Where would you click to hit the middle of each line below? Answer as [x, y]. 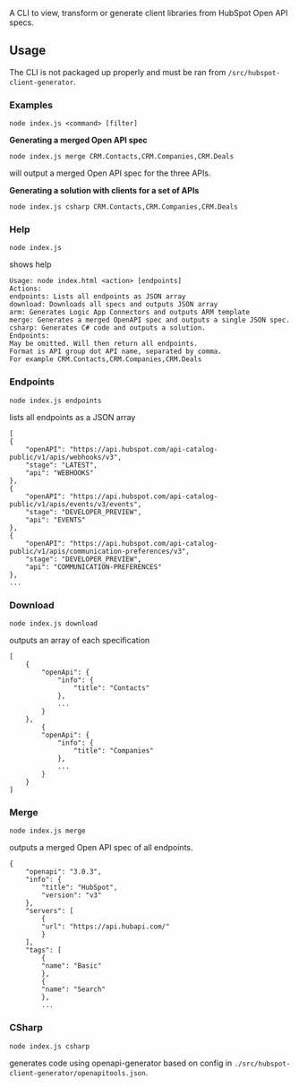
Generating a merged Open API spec [78, 140]
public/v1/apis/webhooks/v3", [66, 457]
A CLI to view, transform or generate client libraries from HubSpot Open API [149, 13]
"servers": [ [50, 911]
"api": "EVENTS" [56, 520]
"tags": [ [44, 950]
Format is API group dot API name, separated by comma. [115, 352]
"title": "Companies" [113, 751]
